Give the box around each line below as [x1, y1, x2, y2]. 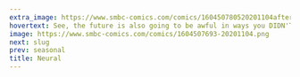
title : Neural [9, 54, 62, 63]
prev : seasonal [9, 46, 66, 55]
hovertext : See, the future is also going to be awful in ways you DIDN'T [9, 21, 294, 30]
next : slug [9, 37, 50, 47]
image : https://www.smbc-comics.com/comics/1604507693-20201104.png [9, 29, 270, 38]
